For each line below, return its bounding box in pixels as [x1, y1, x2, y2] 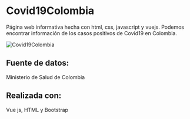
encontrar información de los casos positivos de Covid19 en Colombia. [6, 29, 178, 36]
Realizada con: [6, 91, 62, 101]
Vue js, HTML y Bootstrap [6, 106, 69, 113]
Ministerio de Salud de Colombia [6, 73, 85, 80]
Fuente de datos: [6, 58, 69, 68]
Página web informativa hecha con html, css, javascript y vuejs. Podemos [6, 23, 184, 30]
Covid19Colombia [6, 4, 95, 18]
